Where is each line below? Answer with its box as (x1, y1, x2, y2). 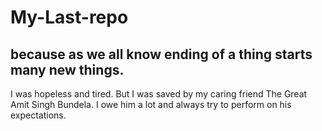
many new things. (10, 61, 125, 78)
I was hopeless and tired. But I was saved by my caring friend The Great (10, 88, 308, 100)
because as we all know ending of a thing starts (10, 46, 313, 63)
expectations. (10, 109, 67, 121)
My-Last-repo (10, 6, 129, 29)
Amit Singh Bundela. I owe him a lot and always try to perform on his (10, 99, 292, 110)
